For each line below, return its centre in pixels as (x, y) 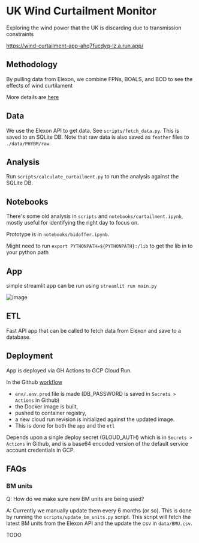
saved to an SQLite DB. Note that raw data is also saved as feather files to (98, 137)
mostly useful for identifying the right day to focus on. (73, 223)
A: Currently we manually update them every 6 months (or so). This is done (99, 511)
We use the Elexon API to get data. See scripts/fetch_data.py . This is (93, 130)
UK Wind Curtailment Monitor (82, 11)
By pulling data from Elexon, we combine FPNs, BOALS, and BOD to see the (99, 79)
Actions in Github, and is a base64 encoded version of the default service (97, 443)
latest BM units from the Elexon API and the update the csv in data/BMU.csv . (99, 523)
